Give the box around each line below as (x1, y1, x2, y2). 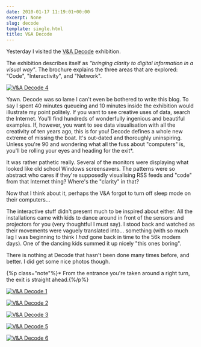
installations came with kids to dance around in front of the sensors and (6, 214, 184, 221)
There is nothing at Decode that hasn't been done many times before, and (6, 252, 190, 259)
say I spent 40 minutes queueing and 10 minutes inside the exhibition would (6, 102, 194, 109)
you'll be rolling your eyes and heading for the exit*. (6, 147, 134, 154)
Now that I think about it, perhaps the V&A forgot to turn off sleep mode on (6, 189, 191, 197)
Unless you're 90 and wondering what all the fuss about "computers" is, (6, 141, 185, 148)
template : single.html (6, 25, 63, 32)
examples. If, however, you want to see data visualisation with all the (6, 121, 176, 129)
